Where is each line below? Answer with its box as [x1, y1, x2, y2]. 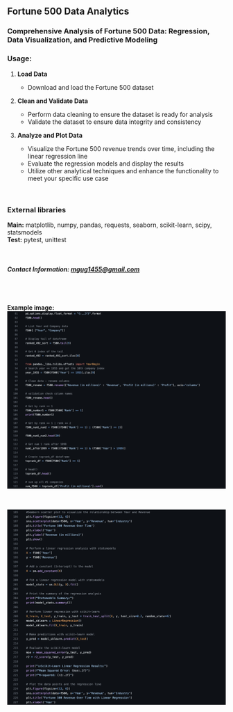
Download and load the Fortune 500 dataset [27, 83, 154, 91]
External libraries [7, 205, 67, 214]
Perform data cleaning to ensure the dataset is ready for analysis [27, 110, 214, 118]
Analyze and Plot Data [17, 131, 83, 139]
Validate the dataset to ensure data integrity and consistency [27, 118, 202, 126]
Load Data [17, 70, 48, 78]
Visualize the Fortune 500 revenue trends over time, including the [27, 144, 215, 152]
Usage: [7, 54, 33, 63]
